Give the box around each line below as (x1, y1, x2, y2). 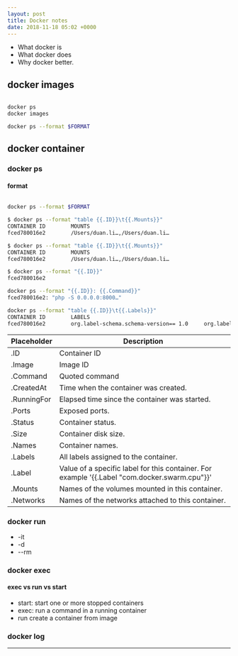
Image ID (59, 360, 89, 369)
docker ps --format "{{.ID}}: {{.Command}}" (7, 288, 141, 295)
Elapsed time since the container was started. (59, 394, 211, 404)
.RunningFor (11, 394, 52, 404)
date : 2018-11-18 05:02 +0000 (7, 23, 97, 30)
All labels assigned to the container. (59, 452, 178, 462)
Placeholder (11, 336, 53, 346)
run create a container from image (17, 614, 118, 622)
